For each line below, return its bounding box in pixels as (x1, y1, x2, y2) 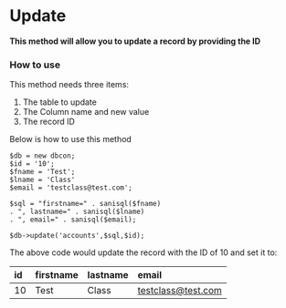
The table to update (22, 97, 98, 108)
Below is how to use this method (9, 134, 132, 145)
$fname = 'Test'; (9, 168, 76, 177)
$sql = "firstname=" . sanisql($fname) (9, 200, 162, 209)
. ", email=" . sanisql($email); (9, 215, 137, 224)
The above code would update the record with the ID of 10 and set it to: (9, 247, 278, 258)
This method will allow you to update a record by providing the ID (9, 36, 261, 46)
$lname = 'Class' (9, 175, 76, 185)
